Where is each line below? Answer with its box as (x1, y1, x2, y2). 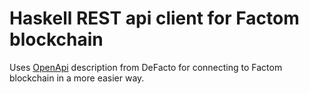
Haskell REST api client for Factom (9, 7, 300, 30)
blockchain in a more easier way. (9, 72, 145, 84)
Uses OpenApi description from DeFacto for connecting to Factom (9, 61, 283, 73)
